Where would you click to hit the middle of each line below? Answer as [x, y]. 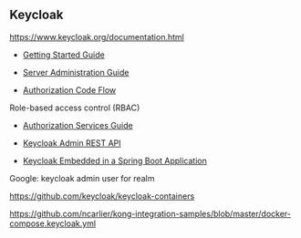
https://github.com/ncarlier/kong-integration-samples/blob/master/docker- [150, 213]
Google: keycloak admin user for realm [82, 178]
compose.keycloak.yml [53, 223]
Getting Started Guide [63, 55]
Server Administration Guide [76, 72]
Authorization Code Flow [69, 89]
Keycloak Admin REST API [72, 143]
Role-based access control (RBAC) [75, 108]
